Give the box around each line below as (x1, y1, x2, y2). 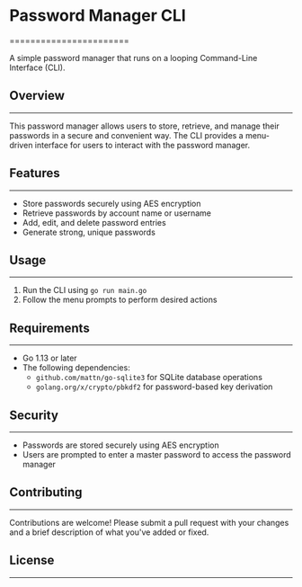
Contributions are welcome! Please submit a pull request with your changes (9, 517, 289, 528)
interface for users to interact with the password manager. (34, 139, 251, 150)
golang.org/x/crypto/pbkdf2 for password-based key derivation (35, 381, 273, 392)
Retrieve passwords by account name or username (22, 208, 212, 218)
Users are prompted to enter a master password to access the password (22, 449, 291, 459)
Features (9, 165, 60, 181)
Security (9, 407, 58, 422)
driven (9, 139, 33, 150)
